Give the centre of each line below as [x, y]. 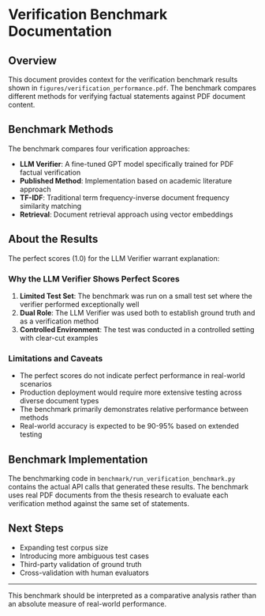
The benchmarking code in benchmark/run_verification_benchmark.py [122, 478]
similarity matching [50, 206]
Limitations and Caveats [56, 358]
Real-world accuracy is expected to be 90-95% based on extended [129, 426]
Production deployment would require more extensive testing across [131, 392]
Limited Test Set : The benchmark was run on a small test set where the [136, 296]
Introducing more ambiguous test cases [84, 556]
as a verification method [59, 321]
